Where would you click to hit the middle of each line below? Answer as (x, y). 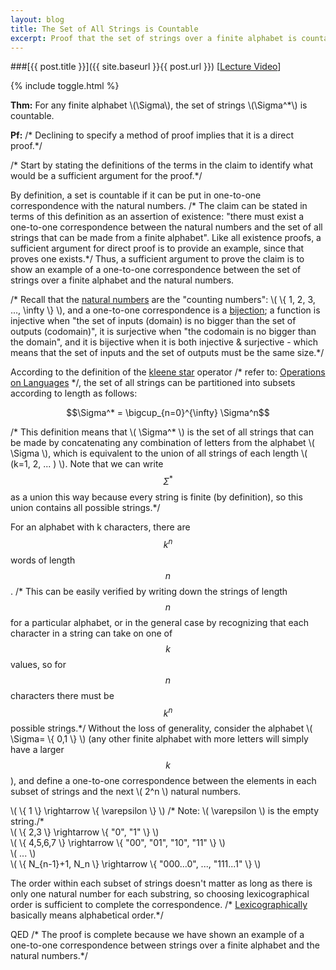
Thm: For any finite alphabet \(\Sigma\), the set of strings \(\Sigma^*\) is (159, 105)
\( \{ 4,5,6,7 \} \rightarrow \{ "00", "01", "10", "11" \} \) (118, 843)
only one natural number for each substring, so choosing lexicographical (160, 894)
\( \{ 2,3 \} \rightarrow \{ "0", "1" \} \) (85, 832)
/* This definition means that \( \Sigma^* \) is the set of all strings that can (162, 432)
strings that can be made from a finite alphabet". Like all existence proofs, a (166, 238)
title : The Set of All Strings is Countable (104, 29)
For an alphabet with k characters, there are (100, 527)
